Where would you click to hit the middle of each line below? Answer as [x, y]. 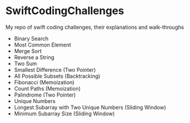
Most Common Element [42, 45]
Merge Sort [28, 51]
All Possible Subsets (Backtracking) [57, 76]
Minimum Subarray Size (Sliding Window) [64, 114]
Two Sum [26, 64]
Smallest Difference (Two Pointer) [55, 69]
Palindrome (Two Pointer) [45, 95]
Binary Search [31, 38]
